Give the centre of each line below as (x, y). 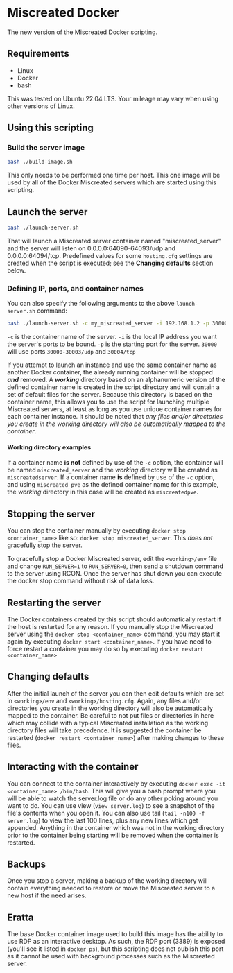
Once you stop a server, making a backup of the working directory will (107, 881)
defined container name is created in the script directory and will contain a (113, 387)
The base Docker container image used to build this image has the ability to (115, 934)
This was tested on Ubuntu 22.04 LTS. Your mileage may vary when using (113, 98)
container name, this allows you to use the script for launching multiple (108, 402)
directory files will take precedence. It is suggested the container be (104, 730)
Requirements (38, 54)
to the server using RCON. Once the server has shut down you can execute (115, 574)
